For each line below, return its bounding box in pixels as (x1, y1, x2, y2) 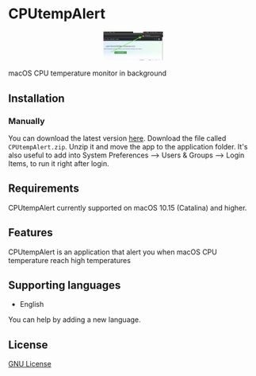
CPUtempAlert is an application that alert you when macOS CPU (8, 247, 218, 257)
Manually (8, 115, 45, 126)
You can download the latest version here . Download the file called (8, 133, 227, 143)
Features (8, 226, 53, 239)
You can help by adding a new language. (8, 315, 141, 324)
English (19, 300, 44, 309)
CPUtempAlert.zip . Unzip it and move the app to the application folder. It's (8, 141, 248, 151)
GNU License (8, 359, 52, 369)
